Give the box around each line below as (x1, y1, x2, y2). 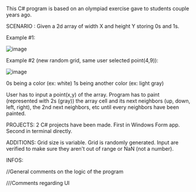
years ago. (6, 11, 32, 18)
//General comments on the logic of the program (6, 168, 124, 175)
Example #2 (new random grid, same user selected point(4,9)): (6, 57, 159, 64)
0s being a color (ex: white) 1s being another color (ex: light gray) (6, 80, 164, 87)
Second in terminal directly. (6, 128, 72, 134)
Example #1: (6, 34, 35, 41)
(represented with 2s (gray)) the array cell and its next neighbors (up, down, (6, 97, 190, 104)
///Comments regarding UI (6, 180, 70, 186)
